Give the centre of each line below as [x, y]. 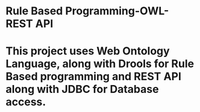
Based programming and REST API [94, 77]
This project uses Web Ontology [88, 51]
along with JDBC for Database [82, 90]
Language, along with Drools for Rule [100, 64]
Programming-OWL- [117, 11]
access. [26, 102]
